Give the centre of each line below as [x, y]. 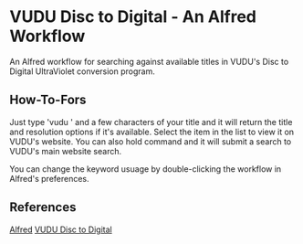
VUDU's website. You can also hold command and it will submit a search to [151, 141]
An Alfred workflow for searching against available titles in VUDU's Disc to [149, 61]
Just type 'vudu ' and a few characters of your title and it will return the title [151, 122]
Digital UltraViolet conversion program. [82, 71]
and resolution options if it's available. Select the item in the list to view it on [152, 132]
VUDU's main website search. [66, 151]
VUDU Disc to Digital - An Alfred [133, 17]
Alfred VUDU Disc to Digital [61, 229]
